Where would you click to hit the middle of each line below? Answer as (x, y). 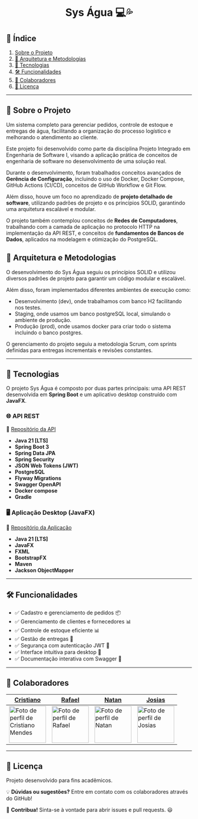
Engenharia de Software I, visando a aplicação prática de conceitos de (92, 154)
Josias (156, 699)
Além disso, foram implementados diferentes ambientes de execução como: (98, 290)
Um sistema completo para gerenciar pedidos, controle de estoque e (90, 124)
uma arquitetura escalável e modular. (51, 209)
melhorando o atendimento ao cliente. (52, 137)
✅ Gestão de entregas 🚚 (44, 639)
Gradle (23, 496)
